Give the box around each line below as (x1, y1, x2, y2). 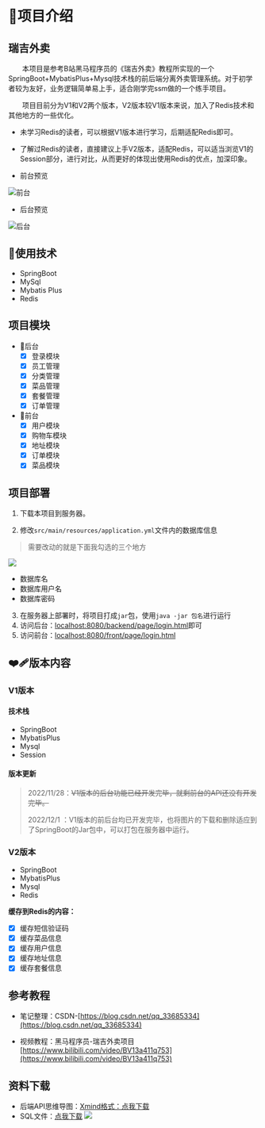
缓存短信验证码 (19, 923, 69, 933)
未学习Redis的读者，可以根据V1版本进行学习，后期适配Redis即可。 (19, 128, 238, 136)
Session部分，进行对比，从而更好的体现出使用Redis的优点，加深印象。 (19, 154, 252, 163)
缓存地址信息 (19, 953, 62, 963)
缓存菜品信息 (19, 934, 62, 943)
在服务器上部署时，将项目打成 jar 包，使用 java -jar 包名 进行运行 (19, 611, 232, 620)
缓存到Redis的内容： (8, 907, 76, 916)
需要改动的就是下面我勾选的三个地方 (27, 543, 147, 552)
